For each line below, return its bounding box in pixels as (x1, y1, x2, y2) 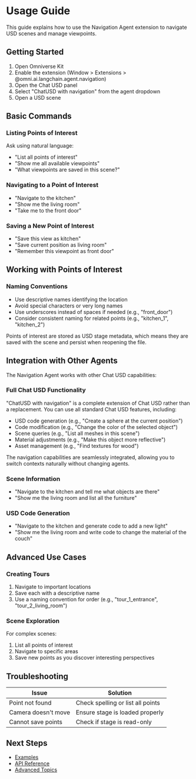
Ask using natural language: (6, 142, 74, 149)
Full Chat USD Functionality (6, 386, 87, 394)
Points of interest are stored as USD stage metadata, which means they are (6, 332, 188, 339)
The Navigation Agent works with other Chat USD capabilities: (6, 371, 157, 378)
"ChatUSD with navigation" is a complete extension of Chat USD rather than (6, 400, 190, 407)
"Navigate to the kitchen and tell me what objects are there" (14, 488, 160, 495)
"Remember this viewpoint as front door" (14, 248, 115, 255)
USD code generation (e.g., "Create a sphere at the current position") (14, 417, 183, 424)
